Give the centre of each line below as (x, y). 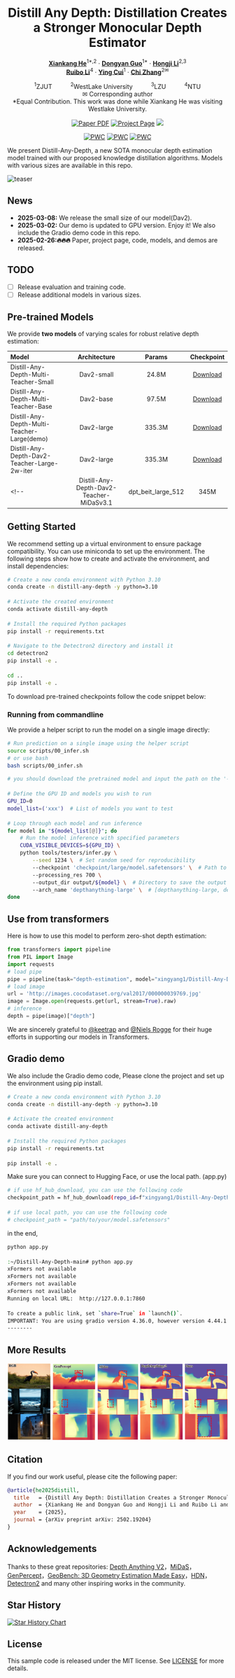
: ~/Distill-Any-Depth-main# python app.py (70, 1261)
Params (156, 357)
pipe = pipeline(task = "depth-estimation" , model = (81, 979)
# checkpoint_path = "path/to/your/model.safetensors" (89, 1219)
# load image (26, 986)
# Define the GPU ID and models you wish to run (79, 794)
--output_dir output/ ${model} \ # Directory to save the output (130, 882)
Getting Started (42, 527)
